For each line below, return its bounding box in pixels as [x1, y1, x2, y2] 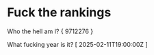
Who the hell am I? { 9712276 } [7, 27, 94, 35]
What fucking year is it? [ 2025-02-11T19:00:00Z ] [7, 40, 149, 48]
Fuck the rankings [7, 5, 112, 20]
